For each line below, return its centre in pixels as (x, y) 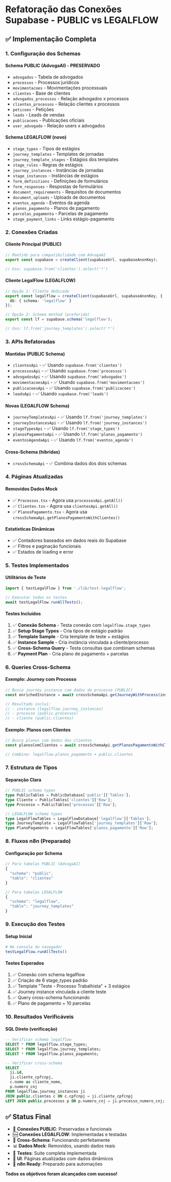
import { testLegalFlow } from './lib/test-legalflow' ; (66, 588)
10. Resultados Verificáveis (39, 1017)
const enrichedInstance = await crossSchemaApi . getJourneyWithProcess (82, 695)
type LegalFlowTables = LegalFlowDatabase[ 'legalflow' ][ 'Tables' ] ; (78, 818)
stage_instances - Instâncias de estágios (55, 175)
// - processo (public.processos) (42, 713)
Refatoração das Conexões (64, 9)
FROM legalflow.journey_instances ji (45, 1091)
